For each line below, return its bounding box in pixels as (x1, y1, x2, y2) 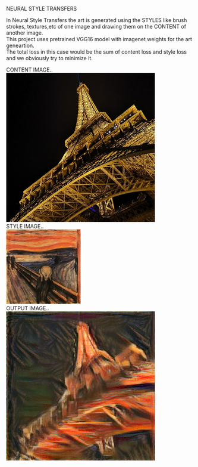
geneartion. (6, 42, 34, 49)
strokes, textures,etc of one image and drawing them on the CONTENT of (6, 23, 186, 30)
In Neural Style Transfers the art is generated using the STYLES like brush (6, 17, 187, 23)
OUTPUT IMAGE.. (6, 305, 49, 312)
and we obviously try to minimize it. (6, 55, 93, 61)
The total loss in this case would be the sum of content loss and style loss (6, 48, 187, 55)
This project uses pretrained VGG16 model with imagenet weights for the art (6, 36, 192, 42)
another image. (6, 29, 43, 36)
